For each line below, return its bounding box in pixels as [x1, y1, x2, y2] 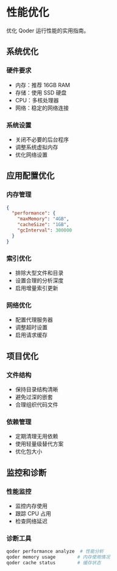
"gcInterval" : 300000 [17, 227, 72, 233]
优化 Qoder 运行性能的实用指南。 [6, 27, 90, 34]
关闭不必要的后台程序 [15, 135, 69, 143]
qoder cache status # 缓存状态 [6, 560, 102, 566]
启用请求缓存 [15, 332, 48, 339]
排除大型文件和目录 [15, 269, 64, 277]
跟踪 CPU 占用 [15, 510, 52, 517]
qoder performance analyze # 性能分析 [6, 548, 104, 555]
